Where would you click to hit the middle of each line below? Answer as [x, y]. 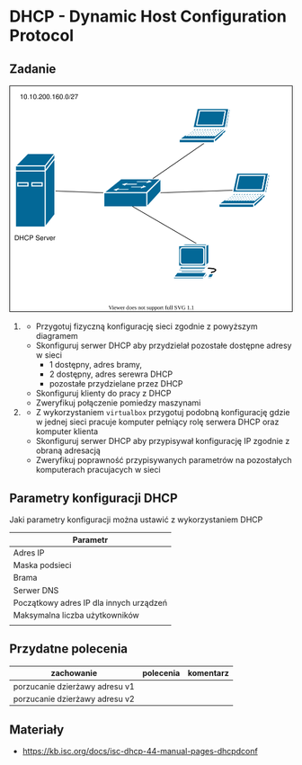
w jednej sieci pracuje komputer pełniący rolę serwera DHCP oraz [157, 422]
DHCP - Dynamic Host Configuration [148, 17]
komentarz [208, 673]
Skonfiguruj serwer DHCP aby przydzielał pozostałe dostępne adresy [164, 346]
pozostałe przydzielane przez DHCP [116, 384]
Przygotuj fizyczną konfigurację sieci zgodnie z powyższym [147, 326]
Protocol [42, 36]
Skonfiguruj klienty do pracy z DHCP [103, 394]
